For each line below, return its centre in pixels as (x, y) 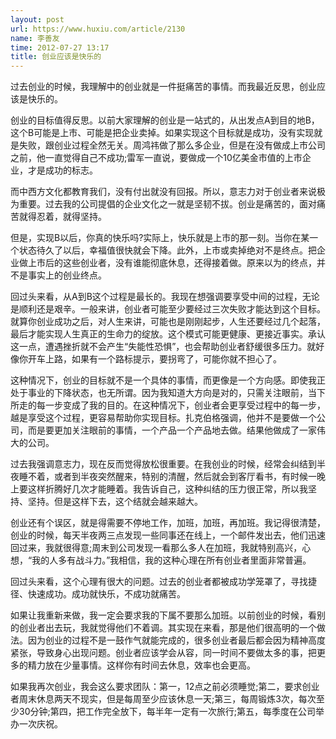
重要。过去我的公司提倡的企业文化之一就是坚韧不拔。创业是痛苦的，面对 (167, 204)
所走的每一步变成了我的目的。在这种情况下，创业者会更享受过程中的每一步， (168, 405)
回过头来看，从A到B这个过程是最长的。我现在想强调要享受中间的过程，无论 (165, 297)
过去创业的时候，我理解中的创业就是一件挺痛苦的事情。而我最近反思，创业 (163, 87)
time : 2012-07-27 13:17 (60, 47)
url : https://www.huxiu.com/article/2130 (98, 29)
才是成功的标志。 (62, 170)
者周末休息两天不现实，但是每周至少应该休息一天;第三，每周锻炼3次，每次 (163, 699)
